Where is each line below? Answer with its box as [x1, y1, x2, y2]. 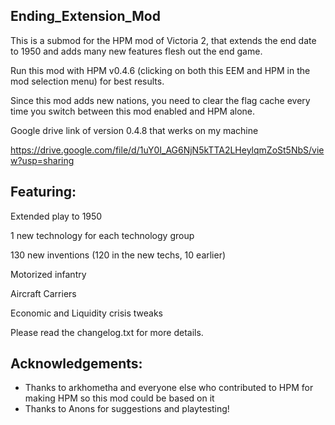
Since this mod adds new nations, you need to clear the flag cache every [10, 94, 311, 106]
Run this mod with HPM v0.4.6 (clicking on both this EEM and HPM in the [10, 64, 311, 76]
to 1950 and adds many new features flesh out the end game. [10, 45, 263, 57]
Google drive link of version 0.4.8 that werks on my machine [10, 124, 259, 136]
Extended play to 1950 [10, 210, 103, 222]
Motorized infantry [10, 268, 87, 280]
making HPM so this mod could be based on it [24, 392, 215, 404]
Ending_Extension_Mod [10, 8, 161, 25]
